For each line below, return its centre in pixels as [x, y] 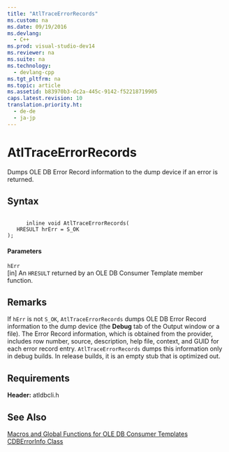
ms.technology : [29, 66]
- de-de [25, 111]
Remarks [27, 302]
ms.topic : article [34, 85]
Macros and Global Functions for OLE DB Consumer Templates [98, 434]
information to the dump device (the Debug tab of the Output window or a [113, 327]
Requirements [38, 378]
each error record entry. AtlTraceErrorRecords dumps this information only [115, 349]
